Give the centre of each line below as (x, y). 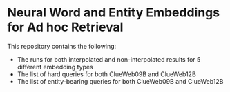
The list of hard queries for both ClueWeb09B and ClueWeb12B (107, 74)
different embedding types (55, 67)
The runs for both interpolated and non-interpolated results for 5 (109, 59)
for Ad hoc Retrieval (65, 27)
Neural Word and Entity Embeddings (113, 13)
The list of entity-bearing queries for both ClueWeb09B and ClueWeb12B (120, 81)
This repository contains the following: (62, 46)
